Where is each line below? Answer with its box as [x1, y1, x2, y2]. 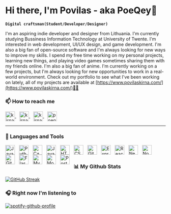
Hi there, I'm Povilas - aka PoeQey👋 [5, 5, 157, 16]
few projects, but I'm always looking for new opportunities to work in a [5, 68, 153, 75]
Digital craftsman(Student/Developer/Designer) [5, 21, 108, 27]
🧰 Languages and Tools [5, 133, 64, 140]
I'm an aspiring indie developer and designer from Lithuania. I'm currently [5, 30, 159, 36]
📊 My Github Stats [73, 163, 121, 170]
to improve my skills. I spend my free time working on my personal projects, [5, 52, 164, 58]
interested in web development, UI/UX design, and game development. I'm [5, 41, 162, 47]
